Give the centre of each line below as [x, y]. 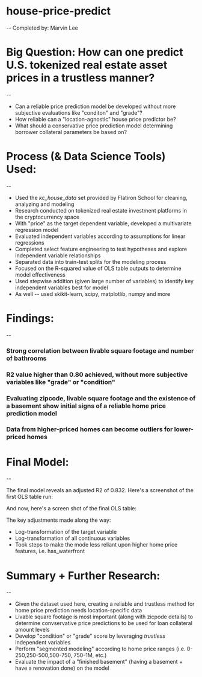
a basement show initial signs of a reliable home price [86, 406]
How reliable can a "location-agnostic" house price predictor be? [95, 119]
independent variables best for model [61, 287]
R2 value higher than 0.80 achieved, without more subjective [97, 374]
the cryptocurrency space [47, 217]
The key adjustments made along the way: [59, 520]
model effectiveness [40, 274]
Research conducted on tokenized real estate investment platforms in [101, 210]
